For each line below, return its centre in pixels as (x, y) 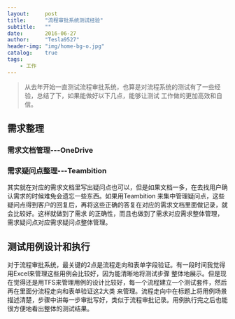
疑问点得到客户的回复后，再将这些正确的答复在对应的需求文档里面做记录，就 (117, 205)
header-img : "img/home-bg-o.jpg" (56, 46)
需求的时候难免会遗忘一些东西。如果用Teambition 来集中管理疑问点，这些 (119, 196)
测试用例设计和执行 (49, 246)
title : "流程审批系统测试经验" (55, 20)
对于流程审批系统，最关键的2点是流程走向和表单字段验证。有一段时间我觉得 (116, 265)
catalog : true (33, 53)
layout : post (33, 14)
